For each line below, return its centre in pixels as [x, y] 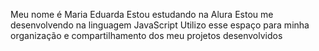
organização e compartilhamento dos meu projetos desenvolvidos [146, 35]
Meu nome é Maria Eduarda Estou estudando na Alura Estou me [142, 14]
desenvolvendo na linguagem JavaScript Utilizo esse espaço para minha [160, 25]
